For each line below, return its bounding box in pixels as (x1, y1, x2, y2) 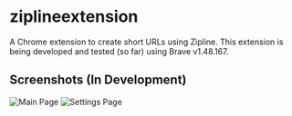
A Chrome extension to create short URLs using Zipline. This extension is (9, 36, 284, 47)
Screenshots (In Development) (9, 72, 187, 88)
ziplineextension (9, 6, 139, 27)
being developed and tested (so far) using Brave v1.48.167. (9, 45, 229, 56)
